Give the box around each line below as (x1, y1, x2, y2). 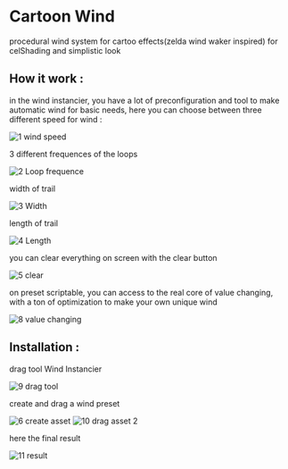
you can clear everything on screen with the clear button (9, 252, 218, 263)
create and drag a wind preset (9, 398, 120, 408)
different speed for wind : (9, 113, 103, 124)
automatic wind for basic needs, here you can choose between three (9, 105, 262, 115)
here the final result (9, 432, 81, 443)
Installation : (9, 339, 80, 355)
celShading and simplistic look (9, 45, 121, 55)
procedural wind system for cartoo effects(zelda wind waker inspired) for (9, 36, 278, 46)
